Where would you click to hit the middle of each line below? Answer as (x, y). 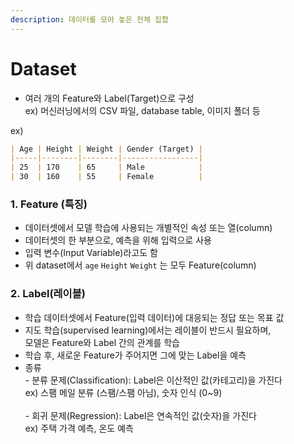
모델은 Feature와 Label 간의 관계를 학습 (102, 342)
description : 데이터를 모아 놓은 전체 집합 (89, 19)
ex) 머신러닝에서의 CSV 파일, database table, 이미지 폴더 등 (142, 110)
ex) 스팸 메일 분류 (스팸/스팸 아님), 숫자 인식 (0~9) (123, 392)
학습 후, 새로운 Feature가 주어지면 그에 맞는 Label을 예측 (135, 355)
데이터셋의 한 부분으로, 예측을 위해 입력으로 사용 (118, 240)
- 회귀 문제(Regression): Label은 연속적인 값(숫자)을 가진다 (140, 415)
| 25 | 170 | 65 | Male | (106, 167)
